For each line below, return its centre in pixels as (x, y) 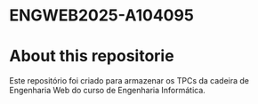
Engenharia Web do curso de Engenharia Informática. (108, 91)
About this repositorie (92, 56)
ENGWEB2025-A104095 (101, 16)
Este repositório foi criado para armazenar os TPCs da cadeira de (129, 81)
